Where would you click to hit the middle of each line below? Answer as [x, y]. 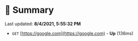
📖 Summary [29, 10]
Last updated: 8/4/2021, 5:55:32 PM [43, 24]
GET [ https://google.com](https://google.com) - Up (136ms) [72, 33]
